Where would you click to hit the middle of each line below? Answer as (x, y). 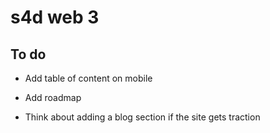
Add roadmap (53, 97)
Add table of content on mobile (88, 78)
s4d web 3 (55, 17)
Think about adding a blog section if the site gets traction (142, 117)
